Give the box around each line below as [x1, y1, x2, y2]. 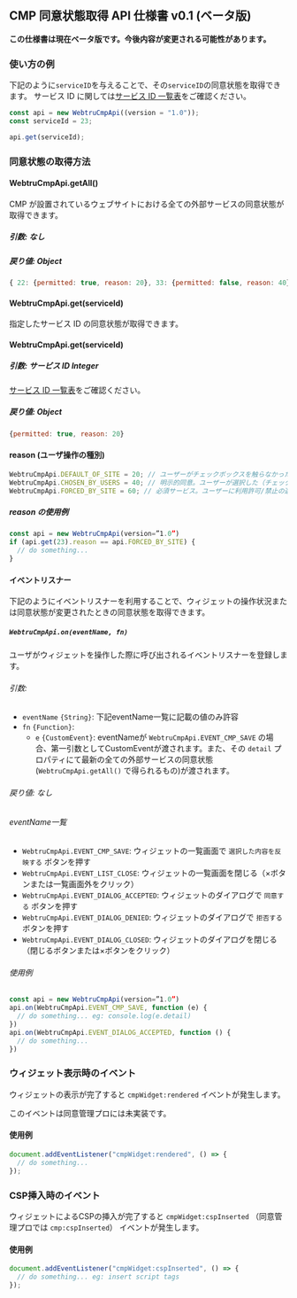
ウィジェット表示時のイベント [9, 1067, 137, 1079]
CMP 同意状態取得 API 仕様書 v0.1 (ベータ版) [9, 8, 252, 24]
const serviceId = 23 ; [9, 116, 93, 126]
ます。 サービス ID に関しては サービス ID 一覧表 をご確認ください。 [9, 91, 252, 102]
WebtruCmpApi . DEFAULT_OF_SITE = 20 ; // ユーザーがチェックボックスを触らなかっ [9, 470, 285, 478]
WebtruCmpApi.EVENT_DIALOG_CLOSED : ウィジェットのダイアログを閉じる [21, 934, 278, 945]
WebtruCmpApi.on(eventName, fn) [9, 627, 128, 636]
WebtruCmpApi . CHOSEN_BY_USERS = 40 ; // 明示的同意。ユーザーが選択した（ [9, 478, 265, 487]
